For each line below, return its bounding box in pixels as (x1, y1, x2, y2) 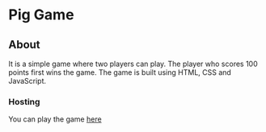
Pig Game (8, 6, 74, 24)
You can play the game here (8, 114, 103, 124)
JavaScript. (8, 76, 47, 85)
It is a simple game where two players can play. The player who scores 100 (8, 59, 259, 68)
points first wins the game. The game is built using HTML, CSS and (8, 68, 232, 77)
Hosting (8, 96, 40, 107)
